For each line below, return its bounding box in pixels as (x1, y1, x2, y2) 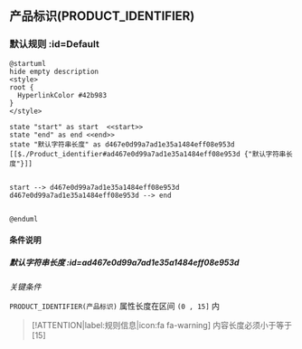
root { (9, 82, 34, 92)
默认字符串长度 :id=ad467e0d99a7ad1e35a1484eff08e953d (9, 257, 240, 268)
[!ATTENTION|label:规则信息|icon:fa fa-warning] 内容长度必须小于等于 (31, 320, 292, 331)
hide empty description (9, 67, 99, 76)
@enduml (9, 214, 39, 223)
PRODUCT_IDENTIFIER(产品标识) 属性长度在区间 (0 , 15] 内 (9, 301, 220, 312)
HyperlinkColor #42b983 (17, 90, 107, 99)
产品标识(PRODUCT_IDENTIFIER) (9, 8, 195, 24)
